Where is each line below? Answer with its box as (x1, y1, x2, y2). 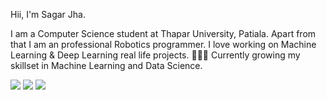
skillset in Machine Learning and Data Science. (10, 60, 203, 71)
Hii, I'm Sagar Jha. (10, 9, 86, 20)
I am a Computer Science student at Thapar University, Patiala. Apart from (10, 28, 317, 39)
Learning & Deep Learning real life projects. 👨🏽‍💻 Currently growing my (10, 49, 301, 61)
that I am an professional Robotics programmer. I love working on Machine (10, 39, 317, 50)
